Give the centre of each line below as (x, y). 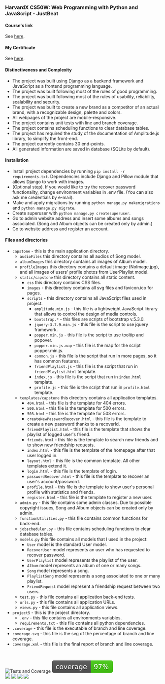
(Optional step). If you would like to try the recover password (74, 187)
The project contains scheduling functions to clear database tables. (81, 128)
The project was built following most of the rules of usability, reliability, (84, 96)
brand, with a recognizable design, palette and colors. (67, 112)
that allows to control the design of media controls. (86, 314)
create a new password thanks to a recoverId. (73, 424)
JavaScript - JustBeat (32, 13)
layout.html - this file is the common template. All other (83, 461)
